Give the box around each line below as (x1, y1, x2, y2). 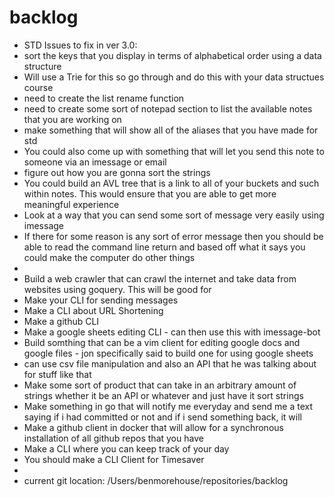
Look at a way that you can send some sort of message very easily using (23, 209, 325, 221)
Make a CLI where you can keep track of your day (23, 442, 230, 455)
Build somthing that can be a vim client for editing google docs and (23, 336, 301, 348)
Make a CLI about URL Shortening (23, 304, 164, 316)
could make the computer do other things (23, 251, 196, 263)
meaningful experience (23, 198, 120, 210)
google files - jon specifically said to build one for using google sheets (23, 347, 314, 359)
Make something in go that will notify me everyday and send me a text (23, 400, 314, 412)
